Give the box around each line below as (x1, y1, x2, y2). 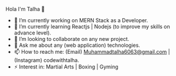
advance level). (13, 29, 51, 36)
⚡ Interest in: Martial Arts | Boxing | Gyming (13, 63, 119, 70)
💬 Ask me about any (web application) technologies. (13, 42, 140, 49)
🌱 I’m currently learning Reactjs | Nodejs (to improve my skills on (13, 23, 171, 30)
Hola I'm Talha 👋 (5, 6, 45, 12)
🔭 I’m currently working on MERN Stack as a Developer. (13, 17, 148, 23)
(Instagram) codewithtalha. (13, 57, 80, 64)
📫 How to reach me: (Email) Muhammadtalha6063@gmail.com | (13, 49, 171, 55)
